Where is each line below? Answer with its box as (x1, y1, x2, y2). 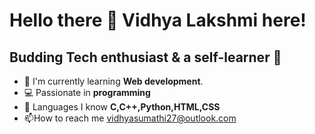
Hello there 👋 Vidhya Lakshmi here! (9, 9, 307, 32)
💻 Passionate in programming (23, 87, 151, 98)
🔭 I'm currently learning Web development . (23, 75, 204, 87)
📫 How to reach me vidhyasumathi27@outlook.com (23, 112, 237, 124)
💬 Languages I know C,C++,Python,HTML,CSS (23, 101, 221, 113)
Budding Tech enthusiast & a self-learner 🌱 (9, 49, 282, 66)
